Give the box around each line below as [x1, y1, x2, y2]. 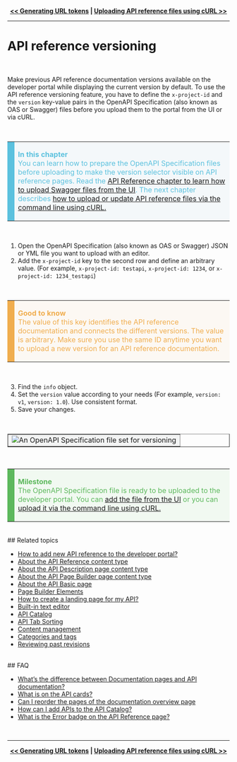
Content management [17, 625, 81, 633]
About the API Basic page [17, 579, 92, 588]
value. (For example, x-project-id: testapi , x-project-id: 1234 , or [17, 264, 215, 272]
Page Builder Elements [17, 587, 83, 596]
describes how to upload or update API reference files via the [18, 193, 221, 203]
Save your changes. [17, 405, 76, 413]
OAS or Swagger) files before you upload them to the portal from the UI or [7, 105, 222, 113]
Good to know [18, 308, 66, 318]
